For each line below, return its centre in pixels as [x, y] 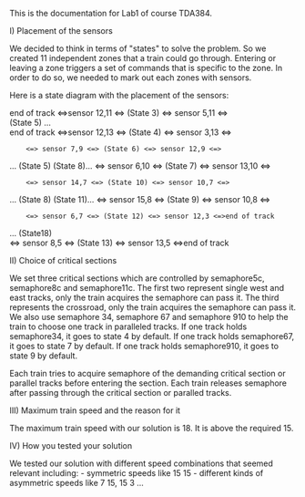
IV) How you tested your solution [71, 445]
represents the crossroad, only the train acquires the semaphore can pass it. [153, 307]
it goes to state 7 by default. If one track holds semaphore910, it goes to [144, 346]
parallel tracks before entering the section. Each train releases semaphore [148, 383]
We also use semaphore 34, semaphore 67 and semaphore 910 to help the [149, 317]
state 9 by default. [44, 356]
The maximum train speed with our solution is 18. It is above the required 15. [152, 428]
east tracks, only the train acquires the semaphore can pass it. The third [144, 297]
